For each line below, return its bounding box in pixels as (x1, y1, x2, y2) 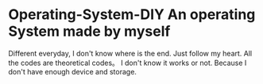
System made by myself (8, 22, 171, 40)
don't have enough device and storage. (8, 67, 137, 76)
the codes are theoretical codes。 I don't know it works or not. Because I (8, 58, 247, 67)
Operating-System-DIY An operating (8, 6, 256, 24)
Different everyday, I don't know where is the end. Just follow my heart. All (8, 48, 253, 58)
